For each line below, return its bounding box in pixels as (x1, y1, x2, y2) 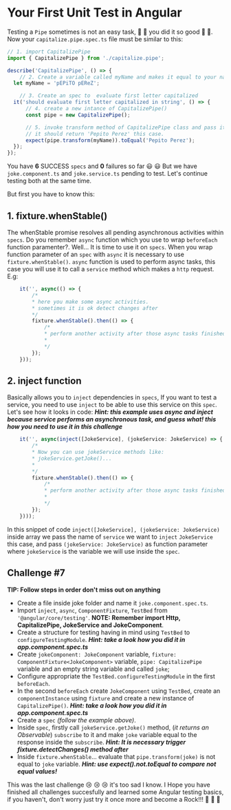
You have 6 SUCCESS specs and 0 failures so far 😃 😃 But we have (7, 162, 197, 170)
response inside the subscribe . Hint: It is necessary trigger (16, 738, 186, 746)
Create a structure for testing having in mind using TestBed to (16, 628, 190, 636)
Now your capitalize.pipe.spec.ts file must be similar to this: (7, 34, 184, 43)
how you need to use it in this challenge (7, 422, 122, 431)
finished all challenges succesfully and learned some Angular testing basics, (7, 787, 224, 796)
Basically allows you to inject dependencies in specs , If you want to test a (7, 393, 217, 402)
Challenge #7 (7, 567, 65, 579)
